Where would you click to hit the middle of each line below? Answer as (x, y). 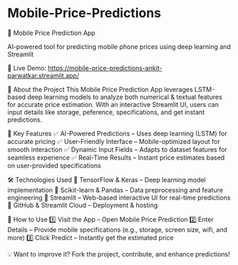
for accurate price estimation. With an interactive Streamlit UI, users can (113, 104)
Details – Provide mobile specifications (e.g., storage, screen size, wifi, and (118, 229)
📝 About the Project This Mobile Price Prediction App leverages (100, 89)
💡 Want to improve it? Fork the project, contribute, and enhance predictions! (119, 254)
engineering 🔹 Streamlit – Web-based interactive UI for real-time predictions (119, 197)
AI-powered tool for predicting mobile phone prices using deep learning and (119, 46)
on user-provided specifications (54, 165)
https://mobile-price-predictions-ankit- (105, 68)
